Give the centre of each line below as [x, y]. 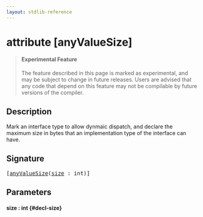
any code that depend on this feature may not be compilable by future [109, 86]
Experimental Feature [49, 59]
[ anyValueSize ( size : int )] [48, 173]
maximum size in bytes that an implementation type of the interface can [96, 133]
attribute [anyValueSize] [69, 42]
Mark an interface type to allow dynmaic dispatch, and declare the [90, 127]
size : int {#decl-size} [34, 208]
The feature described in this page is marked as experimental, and [105, 73]
